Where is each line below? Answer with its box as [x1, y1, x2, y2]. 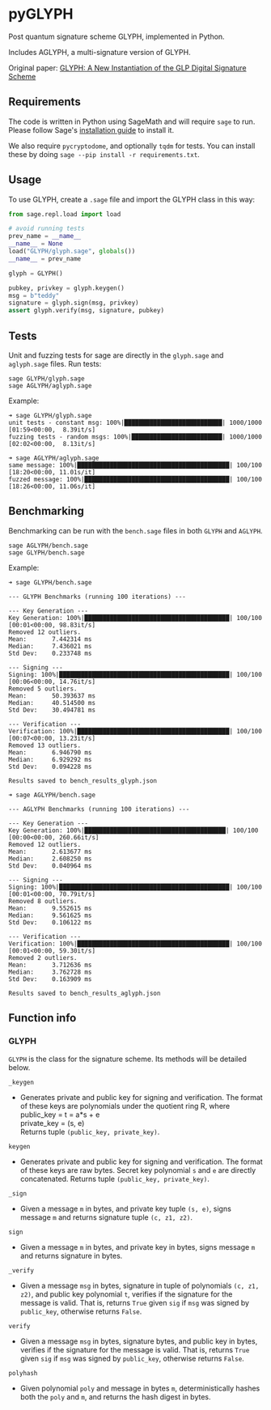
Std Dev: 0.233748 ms [8, 649, 92, 657]
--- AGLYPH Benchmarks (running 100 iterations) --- [8, 805, 190, 813]
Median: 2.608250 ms [8, 855, 92, 863]
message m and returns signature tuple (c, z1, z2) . [19, 1212, 193, 1222]
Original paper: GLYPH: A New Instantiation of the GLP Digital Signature [8, 62, 247, 73]
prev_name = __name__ [8, 232, 82, 240]
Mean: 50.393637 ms [8, 691, 95, 700]
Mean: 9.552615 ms [8, 904, 92, 912]
